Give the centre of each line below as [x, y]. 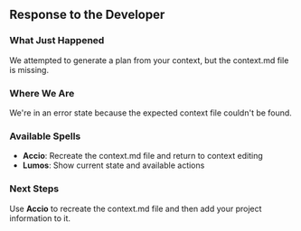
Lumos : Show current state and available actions [113, 165]
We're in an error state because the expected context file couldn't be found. [150, 113]
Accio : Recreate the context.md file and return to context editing [143, 156]
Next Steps [34, 189]
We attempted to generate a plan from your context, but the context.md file [149, 60]
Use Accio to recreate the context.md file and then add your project [136, 208]
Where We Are [42, 93]
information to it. [40, 218]
